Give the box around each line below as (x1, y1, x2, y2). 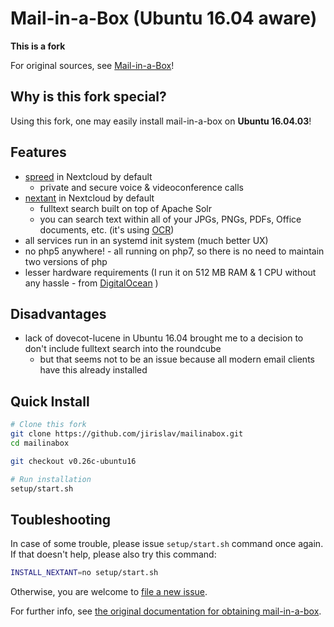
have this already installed (39, 364, 148, 376)
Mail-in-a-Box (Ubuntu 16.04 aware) (10, 7, 318, 30)
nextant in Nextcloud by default (24, 192, 155, 204)
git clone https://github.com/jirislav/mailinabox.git (10, 429, 244, 439)
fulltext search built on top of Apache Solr (39, 202, 213, 214)
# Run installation (10, 474, 92, 484)
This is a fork (10, 40, 66, 52)
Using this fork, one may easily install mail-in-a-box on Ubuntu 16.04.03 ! (10, 115, 312, 127)
